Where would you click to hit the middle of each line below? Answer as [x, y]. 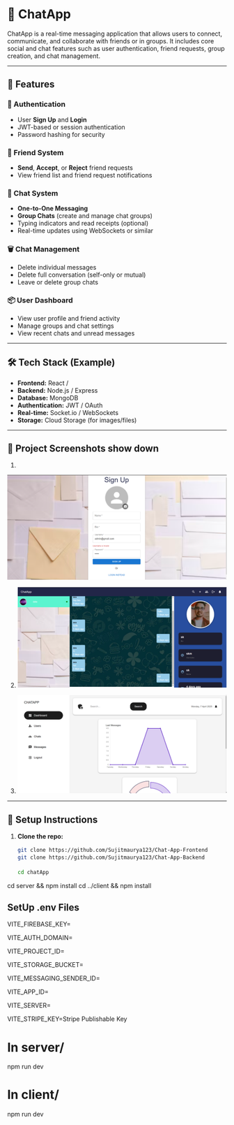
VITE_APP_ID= [28, 992]
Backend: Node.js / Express [57, 390]
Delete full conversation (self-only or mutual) [81, 275]
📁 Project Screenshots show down [83, 449]
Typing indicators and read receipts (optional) [83, 224]
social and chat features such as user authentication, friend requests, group [116, 48]
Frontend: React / [43, 383]
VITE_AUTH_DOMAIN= [40, 938]
